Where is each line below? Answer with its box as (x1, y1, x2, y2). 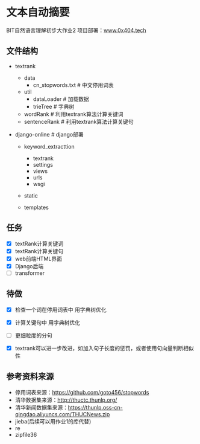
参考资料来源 (6, 372, 54, 382)
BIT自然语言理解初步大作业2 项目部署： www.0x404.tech (6, 27, 146, 34)
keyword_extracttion (23, 143, 75, 150)
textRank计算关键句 (14, 247, 64, 254)
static (23, 191, 38, 199)
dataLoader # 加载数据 (33, 95, 89, 103)
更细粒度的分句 (14, 332, 52, 339)
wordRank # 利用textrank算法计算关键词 (23, 110, 123, 118)
